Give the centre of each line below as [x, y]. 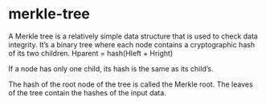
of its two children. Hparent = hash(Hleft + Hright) [91, 53]
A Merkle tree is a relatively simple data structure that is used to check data [133, 36]
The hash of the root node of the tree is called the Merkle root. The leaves [131, 84]
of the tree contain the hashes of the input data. [87, 92]
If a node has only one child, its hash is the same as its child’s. [111, 68]
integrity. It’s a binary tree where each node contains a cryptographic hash [132, 44]
